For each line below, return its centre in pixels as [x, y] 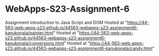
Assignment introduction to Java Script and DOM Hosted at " [66, 22]
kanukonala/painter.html [29, 33]
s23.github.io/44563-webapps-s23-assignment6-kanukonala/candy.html [79, 48]
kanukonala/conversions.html [35, 43]
